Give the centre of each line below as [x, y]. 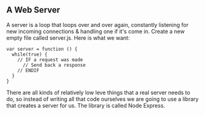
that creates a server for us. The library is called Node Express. [86, 105]
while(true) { [30, 54]
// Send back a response [54, 65]
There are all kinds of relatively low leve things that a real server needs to [98, 92]
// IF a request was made [50, 60]
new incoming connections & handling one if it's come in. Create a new [95, 31]
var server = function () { [42, 49]
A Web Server [33, 10]
